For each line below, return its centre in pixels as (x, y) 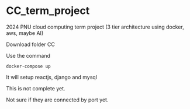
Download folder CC (31, 44)
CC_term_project (48, 11)
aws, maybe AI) (25, 33)
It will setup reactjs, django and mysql (52, 77)
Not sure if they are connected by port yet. (57, 100)
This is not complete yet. (36, 88)
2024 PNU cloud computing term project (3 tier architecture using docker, (95, 27)
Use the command (28, 55)
